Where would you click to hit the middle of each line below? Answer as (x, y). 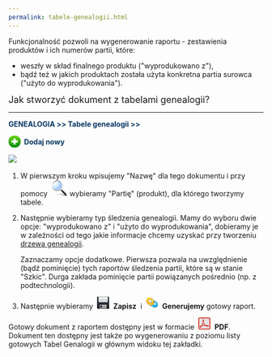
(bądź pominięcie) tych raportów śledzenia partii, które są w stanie (131, 268)
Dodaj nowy (44, 141)
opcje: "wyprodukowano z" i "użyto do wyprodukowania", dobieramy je (139, 226)
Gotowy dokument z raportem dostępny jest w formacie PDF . (119, 327)
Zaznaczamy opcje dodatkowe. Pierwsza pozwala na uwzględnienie (134, 259)
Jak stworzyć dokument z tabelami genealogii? (109, 99)
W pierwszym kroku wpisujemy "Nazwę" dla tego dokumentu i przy (132, 175)
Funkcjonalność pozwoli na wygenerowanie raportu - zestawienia (118, 41)
